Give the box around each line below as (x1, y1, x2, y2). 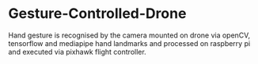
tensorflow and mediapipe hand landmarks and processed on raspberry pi (8, 38, 251, 48)
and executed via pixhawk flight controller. (8, 47, 146, 56)
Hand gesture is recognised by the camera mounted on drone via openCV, (8, 30, 251, 40)
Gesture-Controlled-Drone (8, 5, 187, 23)
